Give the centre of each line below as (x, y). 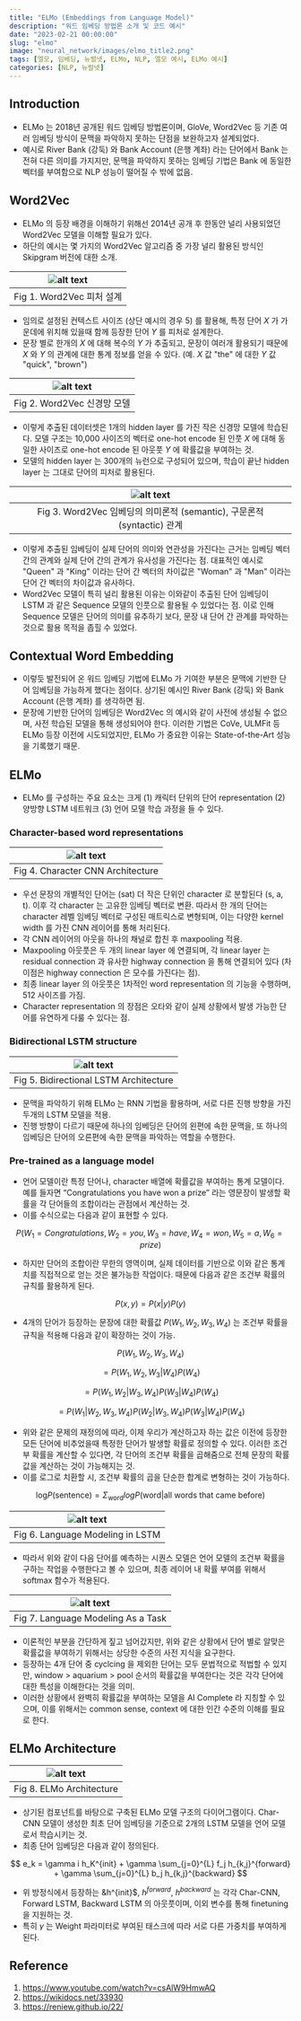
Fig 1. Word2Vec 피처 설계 (68, 296)
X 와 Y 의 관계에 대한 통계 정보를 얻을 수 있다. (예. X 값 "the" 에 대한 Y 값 (149, 354)
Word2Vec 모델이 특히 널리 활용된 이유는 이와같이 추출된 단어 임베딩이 (145, 593)
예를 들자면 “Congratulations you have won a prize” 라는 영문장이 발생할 (151, 1193)
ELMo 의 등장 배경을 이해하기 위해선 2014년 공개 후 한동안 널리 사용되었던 (151, 223)
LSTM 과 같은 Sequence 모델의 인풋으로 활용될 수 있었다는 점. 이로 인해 (148, 605)
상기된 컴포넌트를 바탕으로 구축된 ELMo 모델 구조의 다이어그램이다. (139, 1812)
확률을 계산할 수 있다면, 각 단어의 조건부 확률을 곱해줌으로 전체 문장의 (152, 1454)
